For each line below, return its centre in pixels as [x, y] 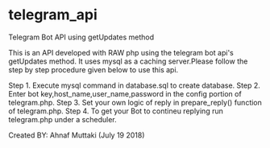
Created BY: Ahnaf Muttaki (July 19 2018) [77, 135]
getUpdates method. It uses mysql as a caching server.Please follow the [128, 61]
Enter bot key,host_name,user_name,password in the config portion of [125, 93]
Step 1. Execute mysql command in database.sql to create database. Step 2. [134, 85]
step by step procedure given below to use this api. [93, 69]
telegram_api [53, 15]
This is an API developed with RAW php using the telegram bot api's [121, 52]
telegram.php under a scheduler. [62, 119]
